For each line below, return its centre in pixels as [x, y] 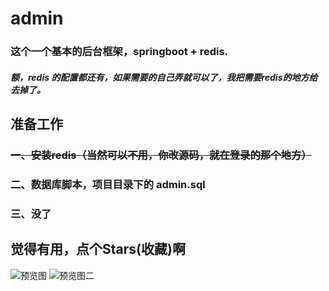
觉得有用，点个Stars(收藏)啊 [98, 249]
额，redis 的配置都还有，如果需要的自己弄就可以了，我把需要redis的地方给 [164, 77]
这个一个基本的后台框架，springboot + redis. [119, 52]
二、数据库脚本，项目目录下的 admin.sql [108, 184]
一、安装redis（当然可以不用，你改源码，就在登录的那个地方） [161, 155]
